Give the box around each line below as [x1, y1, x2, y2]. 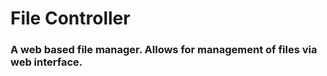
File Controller [10, 7, 131, 30]
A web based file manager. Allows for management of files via [10, 43, 318, 57]
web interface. [10, 55, 83, 69]
